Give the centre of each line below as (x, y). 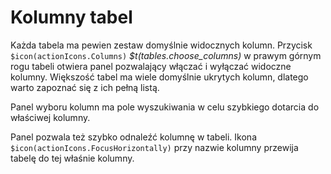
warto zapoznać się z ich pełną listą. (85, 87)
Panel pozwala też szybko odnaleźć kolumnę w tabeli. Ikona (133, 137)
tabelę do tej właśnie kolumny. (72, 158)
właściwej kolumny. (50, 117)
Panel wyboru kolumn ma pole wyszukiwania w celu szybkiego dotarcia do (165, 107)
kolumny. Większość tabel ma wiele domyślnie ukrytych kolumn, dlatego (159, 77)
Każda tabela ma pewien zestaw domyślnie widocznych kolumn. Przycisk (161, 45)
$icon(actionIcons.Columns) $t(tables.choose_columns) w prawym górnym (166, 55)
